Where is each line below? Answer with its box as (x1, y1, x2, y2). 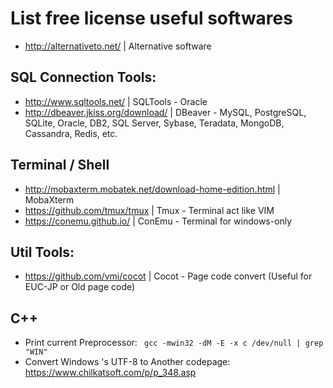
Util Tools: (10, 243, 75, 261)
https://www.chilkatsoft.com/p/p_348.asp (24, 367, 197, 379)
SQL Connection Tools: (10, 69, 157, 86)
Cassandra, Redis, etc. (24, 127, 118, 139)
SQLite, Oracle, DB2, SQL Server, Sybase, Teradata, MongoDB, (24, 117, 285, 129)
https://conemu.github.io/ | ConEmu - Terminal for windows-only (24, 215, 293, 227)
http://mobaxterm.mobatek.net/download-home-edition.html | (24, 183, 281, 195)
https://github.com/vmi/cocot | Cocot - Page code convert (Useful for (24, 270, 313, 282)
